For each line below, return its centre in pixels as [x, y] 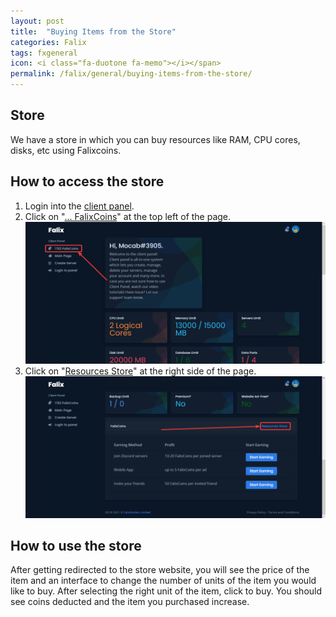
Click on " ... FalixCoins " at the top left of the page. [128, 216]
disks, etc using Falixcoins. [66, 150]
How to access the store [87, 181]
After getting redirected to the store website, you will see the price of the [160, 570]
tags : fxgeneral [44, 53]
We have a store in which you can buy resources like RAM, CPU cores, [155, 139]
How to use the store [76, 545]
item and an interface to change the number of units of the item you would [163, 581]
